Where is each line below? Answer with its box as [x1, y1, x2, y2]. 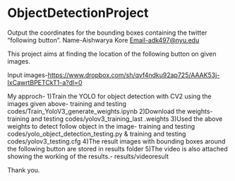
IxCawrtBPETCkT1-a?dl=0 [7, 78, 83, 86]
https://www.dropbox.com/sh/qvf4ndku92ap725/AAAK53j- [47, 71, 220, 79]
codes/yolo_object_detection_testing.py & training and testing [7, 129, 186, 138]
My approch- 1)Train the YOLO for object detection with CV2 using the [7, 92, 212, 100]
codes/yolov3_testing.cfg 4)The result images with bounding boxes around [7, 136, 226, 146]
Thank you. [7, 165, 40, 174]
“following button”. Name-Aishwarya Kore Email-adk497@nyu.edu [7, 35, 200, 44]
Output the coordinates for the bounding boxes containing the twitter [7, 28, 207, 37]
